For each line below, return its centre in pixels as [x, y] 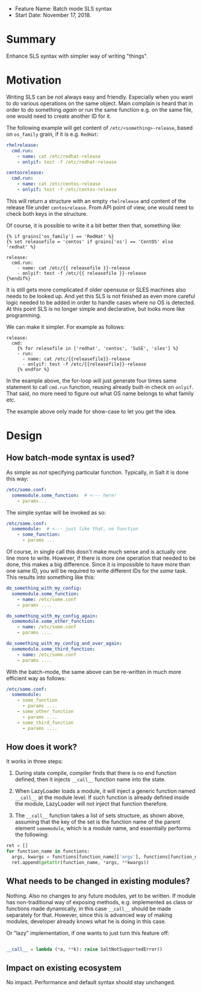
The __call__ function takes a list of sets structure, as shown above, [99, 816]
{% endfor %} [33, 369]
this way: [17, 479]
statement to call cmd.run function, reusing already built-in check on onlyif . [100, 387]
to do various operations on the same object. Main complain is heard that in [100, 103]
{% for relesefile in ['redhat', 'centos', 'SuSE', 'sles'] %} [98, 348]
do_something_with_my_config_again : [52, 616]
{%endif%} [19, 278]
